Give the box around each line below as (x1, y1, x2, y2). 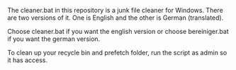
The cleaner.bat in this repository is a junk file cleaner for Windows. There (7, 6, 223, 14)
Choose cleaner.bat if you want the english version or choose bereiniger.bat (7, 28, 229, 35)
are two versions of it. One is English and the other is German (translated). (7, 13, 224, 22)
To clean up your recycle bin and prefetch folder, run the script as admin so (7, 49, 227, 57)
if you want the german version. (7, 35, 101, 43)
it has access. (7, 56, 48, 64)
